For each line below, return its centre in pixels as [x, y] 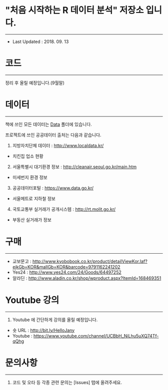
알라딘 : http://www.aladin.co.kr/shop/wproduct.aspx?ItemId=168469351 [87, 278]
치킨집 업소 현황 [28, 156]
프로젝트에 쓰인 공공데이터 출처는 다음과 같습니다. [53, 135]
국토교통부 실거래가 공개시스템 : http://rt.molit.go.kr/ [64, 209]
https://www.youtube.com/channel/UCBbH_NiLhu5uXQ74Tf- [96, 336]
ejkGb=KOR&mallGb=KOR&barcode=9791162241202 [66, 267]
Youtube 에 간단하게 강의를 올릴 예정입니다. [55, 320]
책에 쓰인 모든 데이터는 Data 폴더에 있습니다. [49, 124]
